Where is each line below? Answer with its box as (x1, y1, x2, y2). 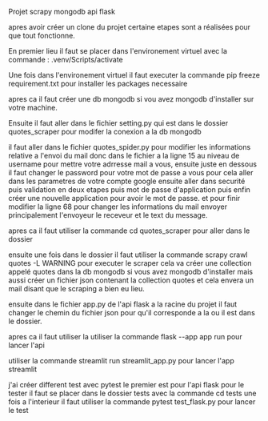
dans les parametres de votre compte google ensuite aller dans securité (8, 176, 246, 186)
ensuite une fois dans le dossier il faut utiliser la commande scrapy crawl (8, 250, 248, 259)
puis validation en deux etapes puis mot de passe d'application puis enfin (8, 185, 250, 194)
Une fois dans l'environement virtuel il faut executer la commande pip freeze (8, 70, 260, 79)
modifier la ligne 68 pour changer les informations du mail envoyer (8, 202, 228, 211)
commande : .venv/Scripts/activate (8, 55, 123, 64)
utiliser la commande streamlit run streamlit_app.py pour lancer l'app (8, 356, 234, 365)
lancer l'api (8, 340, 46, 350)
